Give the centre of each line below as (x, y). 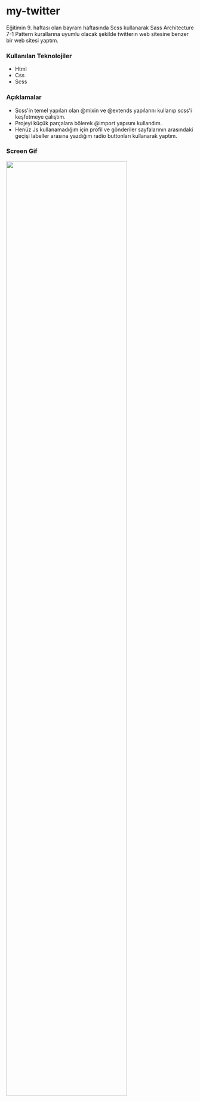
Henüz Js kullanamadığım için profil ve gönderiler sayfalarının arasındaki (104, 129)
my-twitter (33, 11)
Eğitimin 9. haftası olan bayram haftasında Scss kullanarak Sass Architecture (100, 28)
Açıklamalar (24, 97)
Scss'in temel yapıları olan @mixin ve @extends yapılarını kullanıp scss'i (103, 110)
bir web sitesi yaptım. (32, 40)
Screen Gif (22, 151)
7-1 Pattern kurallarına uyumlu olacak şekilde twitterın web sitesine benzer (98, 34)
